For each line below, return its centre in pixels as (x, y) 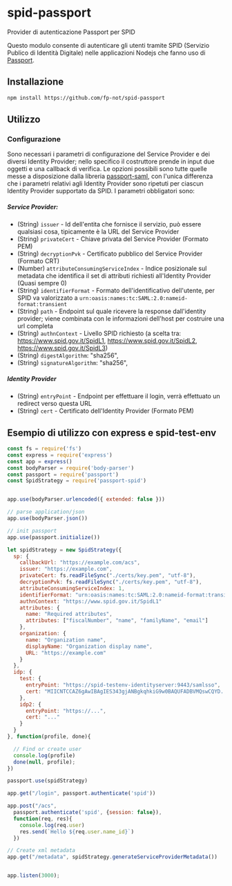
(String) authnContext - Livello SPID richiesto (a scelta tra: (99, 333)
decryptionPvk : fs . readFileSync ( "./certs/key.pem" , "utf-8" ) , (111, 582)
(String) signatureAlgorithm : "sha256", (72, 363)
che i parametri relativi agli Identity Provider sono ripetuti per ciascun (105, 184)
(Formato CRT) (38, 261)
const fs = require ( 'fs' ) (44, 449)
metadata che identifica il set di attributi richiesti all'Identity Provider (114, 276)
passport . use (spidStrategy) (48, 781)
